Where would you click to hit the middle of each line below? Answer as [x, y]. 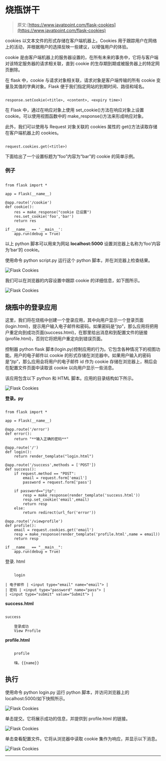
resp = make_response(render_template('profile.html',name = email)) [87, 534]
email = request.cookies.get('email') [54, 530]
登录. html [15, 561]
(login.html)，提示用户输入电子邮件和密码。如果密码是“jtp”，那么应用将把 [80, 326]
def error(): [19, 434]
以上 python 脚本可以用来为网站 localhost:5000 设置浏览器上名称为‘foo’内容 [83, 244]
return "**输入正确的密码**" [41, 439]
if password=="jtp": [35, 491]
